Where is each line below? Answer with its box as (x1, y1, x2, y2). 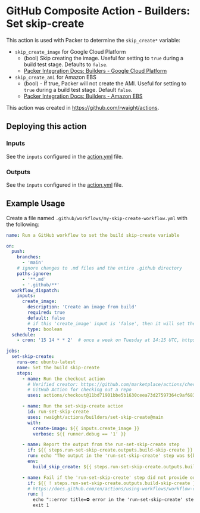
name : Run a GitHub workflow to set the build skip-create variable (6, 232, 180, 238)
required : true (27, 310, 65, 316)
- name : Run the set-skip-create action (21, 403, 124, 409)
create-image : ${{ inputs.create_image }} (32, 425, 140, 431)
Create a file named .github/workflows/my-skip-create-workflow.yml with (6, 214, 187, 221)
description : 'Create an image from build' (27, 304, 137, 310)
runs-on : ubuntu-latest (17, 359, 76, 365)
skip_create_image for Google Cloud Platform (14, 48, 126, 55)
